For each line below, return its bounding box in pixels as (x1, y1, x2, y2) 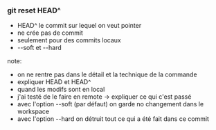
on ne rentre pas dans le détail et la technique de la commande (17, 70, 197, 79)
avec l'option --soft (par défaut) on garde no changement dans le (17, 100, 204, 108)
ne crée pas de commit (17, 29, 83, 37)
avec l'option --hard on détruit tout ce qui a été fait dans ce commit (17, 115, 210, 123)
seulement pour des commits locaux (17, 36, 121, 44)
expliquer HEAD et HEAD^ (17, 78, 91, 86)
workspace (17, 107, 50, 116)
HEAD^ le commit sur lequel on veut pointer (17, 22, 142, 30)
